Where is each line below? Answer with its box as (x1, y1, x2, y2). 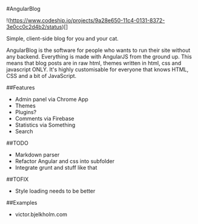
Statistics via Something (15, 121, 76, 129)
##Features (6, 84, 35, 91)
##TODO (6, 139, 28, 147)
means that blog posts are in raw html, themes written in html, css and (6, 60, 182, 66)
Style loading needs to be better (15, 187, 96, 194)
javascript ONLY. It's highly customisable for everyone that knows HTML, (6, 66, 189, 73)
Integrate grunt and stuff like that (15, 164, 97, 171)
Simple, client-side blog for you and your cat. (6, 35, 119, 42)
